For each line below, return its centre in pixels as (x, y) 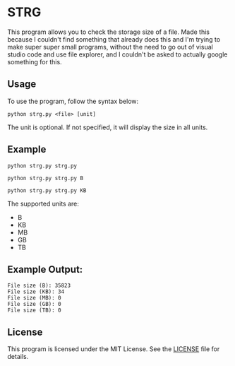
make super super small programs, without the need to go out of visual (110, 47)
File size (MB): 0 (34, 298)
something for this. (35, 61)
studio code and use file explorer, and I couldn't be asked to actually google (117, 54)
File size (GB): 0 (34, 305)
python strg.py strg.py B (45, 178)
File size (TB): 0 (34, 311)
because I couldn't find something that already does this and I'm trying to (114, 39)
